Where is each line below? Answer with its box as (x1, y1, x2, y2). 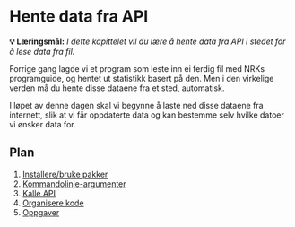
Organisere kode (22, 197, 84, 208)
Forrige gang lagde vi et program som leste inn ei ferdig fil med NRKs (9, 63, 265, 74)
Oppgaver (22, 206, 60, 217)
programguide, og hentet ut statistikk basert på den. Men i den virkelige (9, 73, 274, 83)
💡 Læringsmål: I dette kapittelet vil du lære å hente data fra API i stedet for (9, 36, 286, 47)
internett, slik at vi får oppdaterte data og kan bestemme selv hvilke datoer (9, 109, 284, 120)
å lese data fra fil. (9, 46, 75, 57)
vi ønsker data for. (9, 118, 76, 129)
